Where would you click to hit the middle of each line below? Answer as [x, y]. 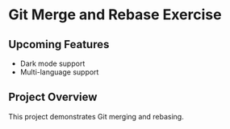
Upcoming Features [59, 44]
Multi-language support [59, 72]
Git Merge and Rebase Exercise [115, 15]
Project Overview [53, 97]
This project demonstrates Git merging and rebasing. [96, 116]
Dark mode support [52, 63]
